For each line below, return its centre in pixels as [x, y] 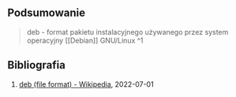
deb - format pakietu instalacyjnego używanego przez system [127, 32]
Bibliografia [37, 65]
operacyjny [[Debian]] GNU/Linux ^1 [85, 40]
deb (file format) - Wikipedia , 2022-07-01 [86, 84]
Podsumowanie [47, 13]
